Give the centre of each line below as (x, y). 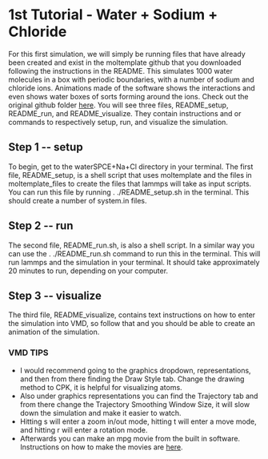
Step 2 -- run (41, 226)
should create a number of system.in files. (78, 200)
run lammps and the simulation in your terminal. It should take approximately (134, 262)
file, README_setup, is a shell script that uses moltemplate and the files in (130, 175)
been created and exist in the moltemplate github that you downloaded (125, 62)
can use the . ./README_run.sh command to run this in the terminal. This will (134, 253)
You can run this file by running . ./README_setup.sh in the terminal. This (129, 192)
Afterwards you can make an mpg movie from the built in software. (130, 438)
